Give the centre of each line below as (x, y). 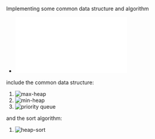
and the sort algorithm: (34, 118)
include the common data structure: (50, 82)
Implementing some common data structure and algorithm (77, 9)
